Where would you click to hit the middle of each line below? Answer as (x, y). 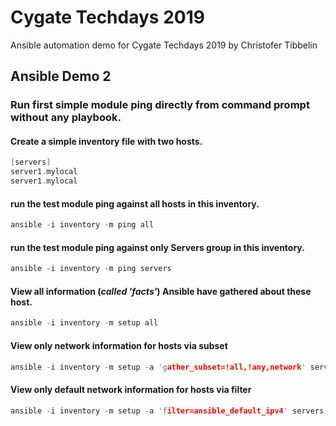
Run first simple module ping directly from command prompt (160, 105)
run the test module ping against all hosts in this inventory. (135, 203)
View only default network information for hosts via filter (131, 389)
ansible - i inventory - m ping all (82, 225)
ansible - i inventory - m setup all (84, 323)
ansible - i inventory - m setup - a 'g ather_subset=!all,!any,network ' (158, 367)
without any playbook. (66, 118)
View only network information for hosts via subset (119, 345)
